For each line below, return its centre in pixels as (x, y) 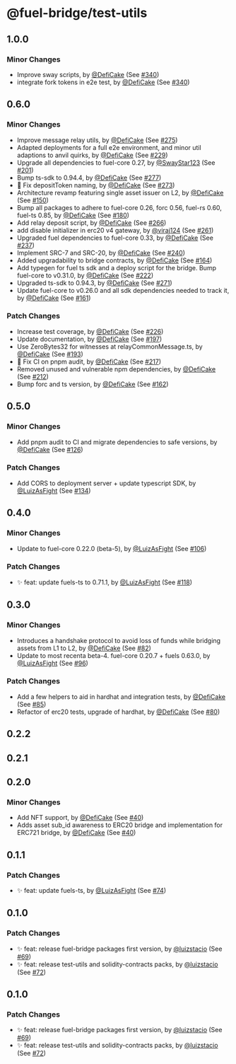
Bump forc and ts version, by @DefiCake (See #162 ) (93, 384)
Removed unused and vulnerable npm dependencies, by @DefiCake (116, 369)
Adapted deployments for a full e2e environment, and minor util (109, 147)
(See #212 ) (33, 376)
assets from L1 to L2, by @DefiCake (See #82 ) (84, 648)
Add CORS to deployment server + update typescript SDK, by (106, 483)
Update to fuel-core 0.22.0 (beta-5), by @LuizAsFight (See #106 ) (112, 548)
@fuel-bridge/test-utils (77, 13)
